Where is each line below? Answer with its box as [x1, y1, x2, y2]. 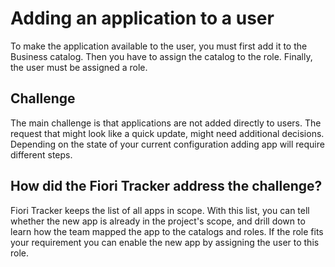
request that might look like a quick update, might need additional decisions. [10, 127, 325, 139]
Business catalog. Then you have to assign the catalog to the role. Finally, [10, 50, 313, 62]
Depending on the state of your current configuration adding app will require [10, 138, 325, 150]
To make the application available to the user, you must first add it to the [10, 40, 308, 52]
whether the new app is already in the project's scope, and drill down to [10, 215, 306, 227]
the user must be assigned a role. [10, 61, 148, 73]
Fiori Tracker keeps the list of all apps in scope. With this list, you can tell [10, 204, 310, 216]
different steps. [10, 148, 73, 161]
